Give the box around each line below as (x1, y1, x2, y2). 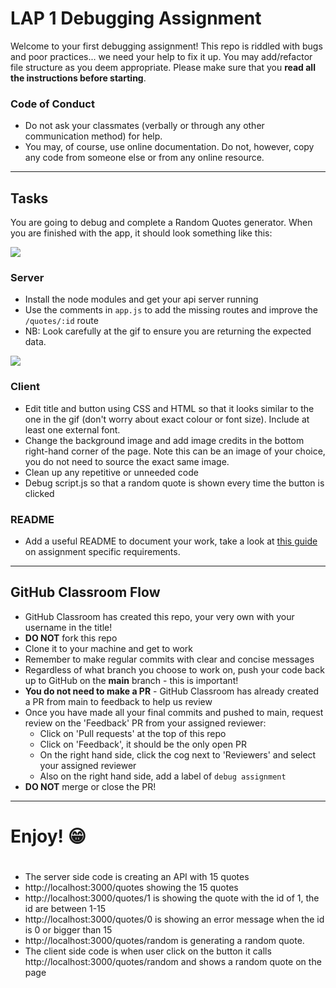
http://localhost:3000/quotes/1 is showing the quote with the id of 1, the (24, 892, 320, 904)
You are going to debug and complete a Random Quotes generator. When (10, 217, 313, 229)
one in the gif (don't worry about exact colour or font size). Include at (24, 413, 310, 425)
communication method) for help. (24, 130, 163, 142)
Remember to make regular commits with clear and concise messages (24, 653, 315, 665)
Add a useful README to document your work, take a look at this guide (24, 535, 318, 547)
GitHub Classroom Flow (10, 584, 161, 601)
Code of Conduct (10, 97, 95, 111)
